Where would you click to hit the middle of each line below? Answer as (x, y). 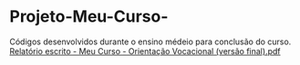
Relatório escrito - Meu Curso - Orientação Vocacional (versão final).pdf (145, 51)
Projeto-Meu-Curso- (89, 17)
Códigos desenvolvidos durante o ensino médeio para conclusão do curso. (150, 42)
